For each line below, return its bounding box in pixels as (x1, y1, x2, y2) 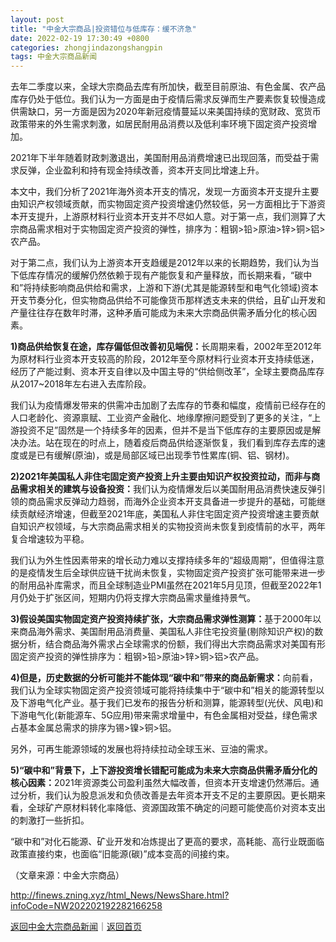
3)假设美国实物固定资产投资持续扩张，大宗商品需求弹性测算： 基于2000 (10, 613, 305, 625)
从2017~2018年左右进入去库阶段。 (10, 378, 152, 390)
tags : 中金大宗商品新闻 (10, 52, 98, 62)
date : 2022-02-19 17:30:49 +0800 (10, 33, 150, 43)
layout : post (10, 14, 65, 25)
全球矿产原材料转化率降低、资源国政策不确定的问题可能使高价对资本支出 (27, 802, 326, 814)
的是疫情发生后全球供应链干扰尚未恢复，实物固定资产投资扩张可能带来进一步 (10, 567, 326, 579)
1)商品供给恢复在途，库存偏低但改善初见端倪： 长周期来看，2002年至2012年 (10, 341, 322, 353)
